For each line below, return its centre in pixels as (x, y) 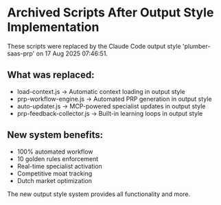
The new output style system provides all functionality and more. (99, 194)
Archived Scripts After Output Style (110, 13)
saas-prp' (21, 53)
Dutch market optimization (55, 180)
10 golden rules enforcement (58, 158)
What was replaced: (51, 75)
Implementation (53, 27)
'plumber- (196, 46)
